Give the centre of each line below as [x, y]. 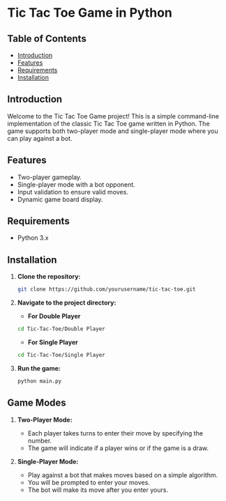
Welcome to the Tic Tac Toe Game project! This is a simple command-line [113, 116]
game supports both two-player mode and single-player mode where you [113, 131]
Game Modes [37, 403]
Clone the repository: [49, 277]
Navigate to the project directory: [67, 303]
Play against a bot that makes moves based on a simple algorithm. [123, 475]
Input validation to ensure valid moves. [73, 192]
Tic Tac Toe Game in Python [90, 13]
